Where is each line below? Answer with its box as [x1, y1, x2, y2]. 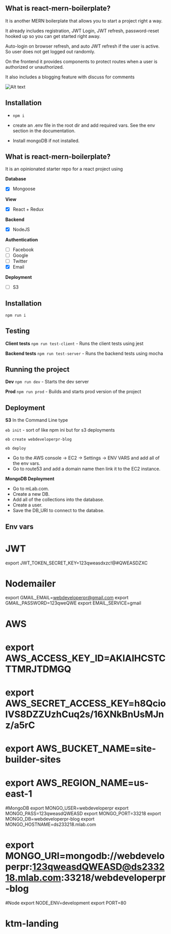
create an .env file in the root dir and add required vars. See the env [12, 122, 156, 128]
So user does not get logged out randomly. [5, 48, 95, 54]
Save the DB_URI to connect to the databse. [12, 507, 105, 514]
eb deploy [5, 446, 27, 451]
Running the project [5, 365, 70, 374]
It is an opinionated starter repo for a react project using [5, 166, 124, 172]
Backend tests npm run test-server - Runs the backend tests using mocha [5, 350, 163, 356]
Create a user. [12, 502, 42, 508]
